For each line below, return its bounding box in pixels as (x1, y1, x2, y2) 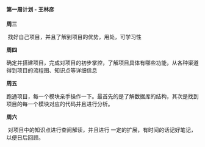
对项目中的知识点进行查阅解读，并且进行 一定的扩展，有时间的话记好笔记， (7, 126, 196, 134)
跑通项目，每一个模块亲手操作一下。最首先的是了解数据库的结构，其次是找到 (6, 93, 199, 100)
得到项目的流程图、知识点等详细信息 (6, 67, 98, 74)
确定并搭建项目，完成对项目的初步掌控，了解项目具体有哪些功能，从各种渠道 (6, 59, 199, 66)
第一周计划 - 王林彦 (6, 5, 55, 13)
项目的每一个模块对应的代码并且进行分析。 (6, 101, 113, 108)
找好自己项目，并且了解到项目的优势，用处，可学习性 (7, 34, 142, 41)
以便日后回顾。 (6, 134, 44, 142)
